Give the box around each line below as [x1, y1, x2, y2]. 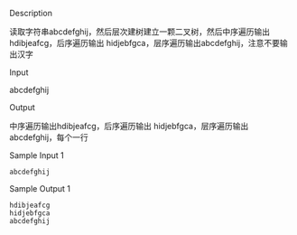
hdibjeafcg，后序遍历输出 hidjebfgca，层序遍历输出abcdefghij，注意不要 [9, 38, 280, 48]
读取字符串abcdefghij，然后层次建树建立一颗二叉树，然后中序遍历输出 [9, 26, 271, 37]
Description [9, 8, 52, 18]
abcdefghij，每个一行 [9, 132, 88, 143]
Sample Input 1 [9, 150, 65, 161]
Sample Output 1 [9, 183, 70, 193]
